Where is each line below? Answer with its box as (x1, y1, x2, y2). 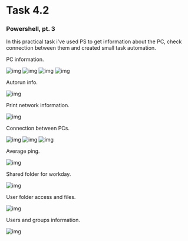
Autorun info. (6, 79, 38, 86)
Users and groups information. (6, 217, 81, 224)
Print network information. (6, 102, 70, 109)
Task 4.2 (6, 4, 50, 17)
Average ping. (6, 147, 40, 155)
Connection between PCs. (6, 125, 70, 132)
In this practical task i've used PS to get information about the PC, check (6, 38, 182, 45)
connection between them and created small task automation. (6, 44, 156, 52)
